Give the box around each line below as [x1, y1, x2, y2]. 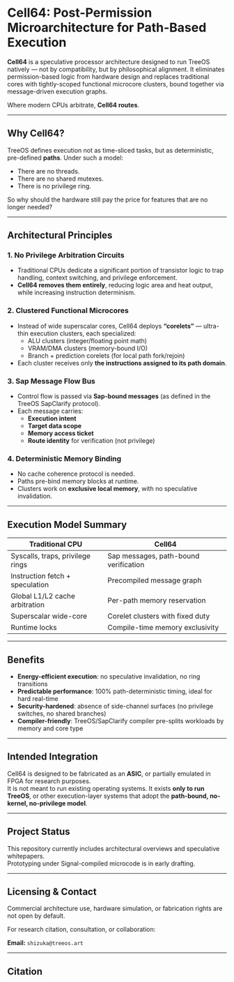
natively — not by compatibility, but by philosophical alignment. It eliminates [7, 65, 225, 73]
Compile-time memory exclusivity [107, 623, 219, 633]
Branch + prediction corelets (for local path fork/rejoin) [27, 351, 185, 360]
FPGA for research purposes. [7, 776, 91, 785]
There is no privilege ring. [17, 181, 92, 190]
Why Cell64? [7, 128, 65, 139]
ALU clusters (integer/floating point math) [27, 336, 148, 345]
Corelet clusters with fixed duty [107, 612, 210, 621]
